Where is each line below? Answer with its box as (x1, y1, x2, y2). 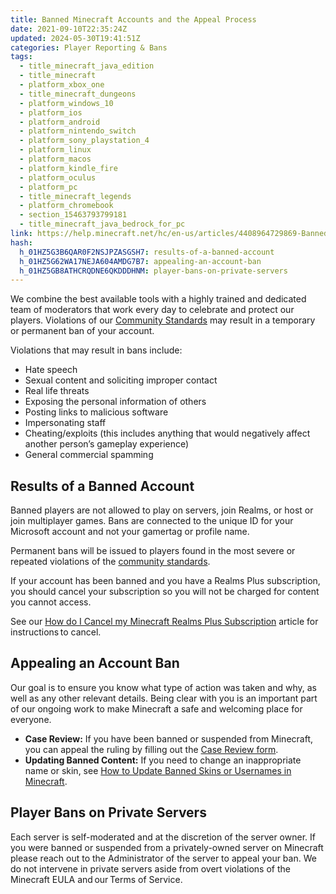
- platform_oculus (19, 172, 97, 183)
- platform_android (19, 117, 101, 127)
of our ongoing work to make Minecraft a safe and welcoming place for (10, 702, 303, 715)
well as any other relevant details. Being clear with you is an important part (10, 692, 318, 704)
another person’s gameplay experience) (24, 438, 190, 450)
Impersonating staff (24, 417, 107, 429)
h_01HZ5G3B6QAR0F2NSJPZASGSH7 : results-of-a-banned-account (19, 247, 275, 257)
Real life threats (24, 385, 90, 397)
